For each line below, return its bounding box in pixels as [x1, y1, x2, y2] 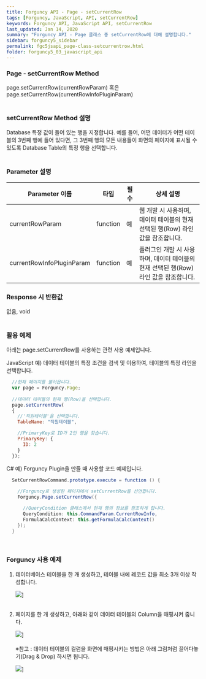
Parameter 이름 [28, 190, 72, 198]
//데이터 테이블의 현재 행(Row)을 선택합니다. [12, 396, 112, 402]
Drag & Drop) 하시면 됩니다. [22, 653, 90, 660]
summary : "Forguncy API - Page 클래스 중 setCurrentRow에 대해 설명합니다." [6, 32, 192, 38]
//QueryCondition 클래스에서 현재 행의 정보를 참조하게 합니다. [22, 505, 166, 512]
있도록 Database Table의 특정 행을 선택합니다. [6, 144, 118, 152]
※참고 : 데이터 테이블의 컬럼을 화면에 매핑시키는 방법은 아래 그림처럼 [15, 645, 178, 652]
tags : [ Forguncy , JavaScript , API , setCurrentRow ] [6, 15, 139, 21]
